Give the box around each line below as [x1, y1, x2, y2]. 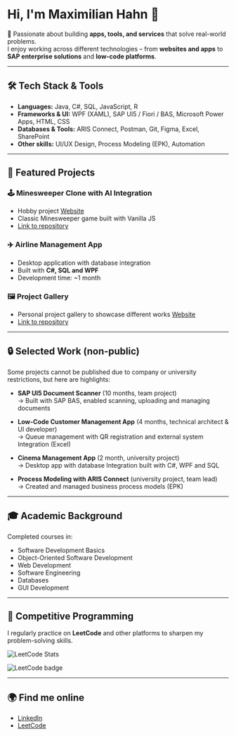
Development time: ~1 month [17, 273, 101, 282]
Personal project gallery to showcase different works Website [17, 310, 196, 319]
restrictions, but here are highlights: [7, 375, 110, 383]
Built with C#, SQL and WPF [17, 266, 99, 274]
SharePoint [17, 132, 50, 140]
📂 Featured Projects [7, 167, 96, 179]
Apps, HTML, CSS [17, 117, 70, 125]
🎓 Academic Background [7, 510, 123, 522]
